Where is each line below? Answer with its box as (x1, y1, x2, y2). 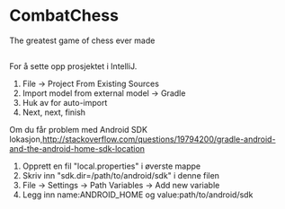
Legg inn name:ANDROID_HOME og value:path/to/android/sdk (22, 189, 254, 200)
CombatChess (9, 5, 120, 26)
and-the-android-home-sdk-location (9, 144, 146, 154)
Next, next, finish (22, 107, 86, 118)
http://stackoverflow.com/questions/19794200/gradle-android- (41, 134, 276, 144)
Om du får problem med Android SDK (9, 125, 148, 135)
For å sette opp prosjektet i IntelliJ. (9, 61, 138, 72)
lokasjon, (9, 134, 43, 144)
